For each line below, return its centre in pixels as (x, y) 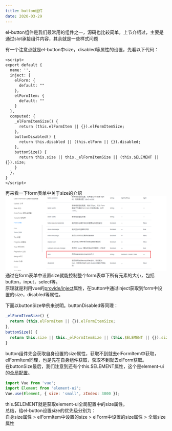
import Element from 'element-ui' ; (43, 388)
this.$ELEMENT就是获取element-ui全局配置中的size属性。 (67, 404)
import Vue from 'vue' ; (31, 383)
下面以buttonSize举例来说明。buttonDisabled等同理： (62, 305)
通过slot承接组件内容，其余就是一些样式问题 (52, 38)
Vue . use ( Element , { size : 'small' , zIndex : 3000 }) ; (63, 394)
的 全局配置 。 (19, 373)
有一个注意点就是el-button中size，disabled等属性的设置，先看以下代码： (82, 49)
